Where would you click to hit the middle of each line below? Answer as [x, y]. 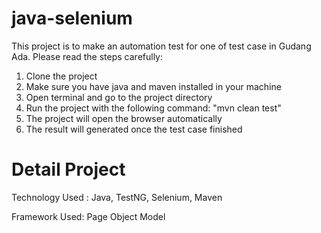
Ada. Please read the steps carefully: [87, 56]
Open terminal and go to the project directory [119, 97]
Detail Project [68, 169]
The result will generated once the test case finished [134, 129]
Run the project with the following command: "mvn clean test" [153, 108]
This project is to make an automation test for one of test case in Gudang [161, 46]
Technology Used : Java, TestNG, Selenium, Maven [117, 197]
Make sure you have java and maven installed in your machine [153, 86]
